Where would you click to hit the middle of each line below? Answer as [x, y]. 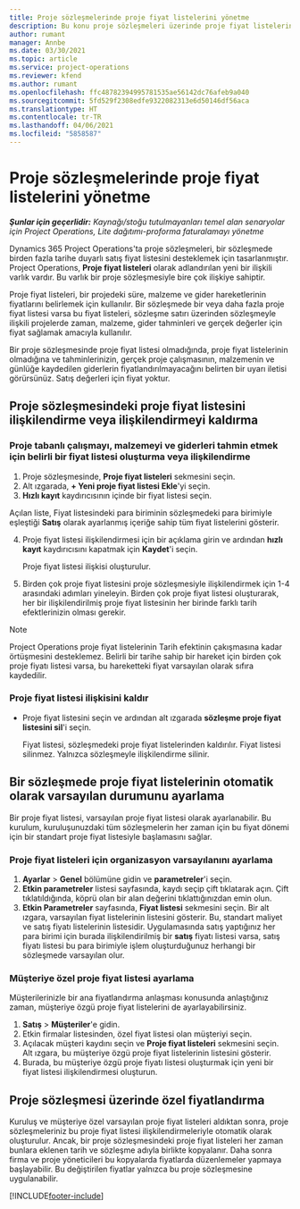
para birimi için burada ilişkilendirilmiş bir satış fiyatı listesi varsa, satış [151, 936]
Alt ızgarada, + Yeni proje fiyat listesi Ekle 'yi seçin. [116, 486]
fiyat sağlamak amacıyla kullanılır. [71, 332]
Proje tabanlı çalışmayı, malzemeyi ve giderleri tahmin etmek [144, 446]
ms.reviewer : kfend [46, 76]
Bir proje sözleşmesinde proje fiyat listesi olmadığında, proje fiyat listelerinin [149, 349]
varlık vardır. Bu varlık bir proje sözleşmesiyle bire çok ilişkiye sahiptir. [137, 277]
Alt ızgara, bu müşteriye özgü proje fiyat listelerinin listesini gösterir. [146, 1053]
